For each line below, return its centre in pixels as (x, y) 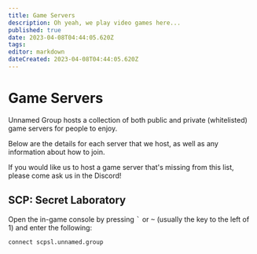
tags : (17, 45)
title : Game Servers (42, 15)
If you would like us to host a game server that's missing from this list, (121, 167)
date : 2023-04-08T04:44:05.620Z (61, 37)
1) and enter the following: (50, 227)
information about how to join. (57, 152)
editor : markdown (37, 52)
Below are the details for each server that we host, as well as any (113, 143)
